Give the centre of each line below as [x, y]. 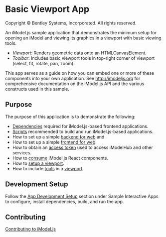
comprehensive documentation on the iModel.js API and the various [75, 84]
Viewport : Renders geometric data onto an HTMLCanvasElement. [80, 53]
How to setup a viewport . [38, 163]
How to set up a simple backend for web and [58, 137]
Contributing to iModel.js [31, 229]
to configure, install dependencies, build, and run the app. [65, 201]
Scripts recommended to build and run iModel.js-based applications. [83, 131]
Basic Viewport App [47, 9]
